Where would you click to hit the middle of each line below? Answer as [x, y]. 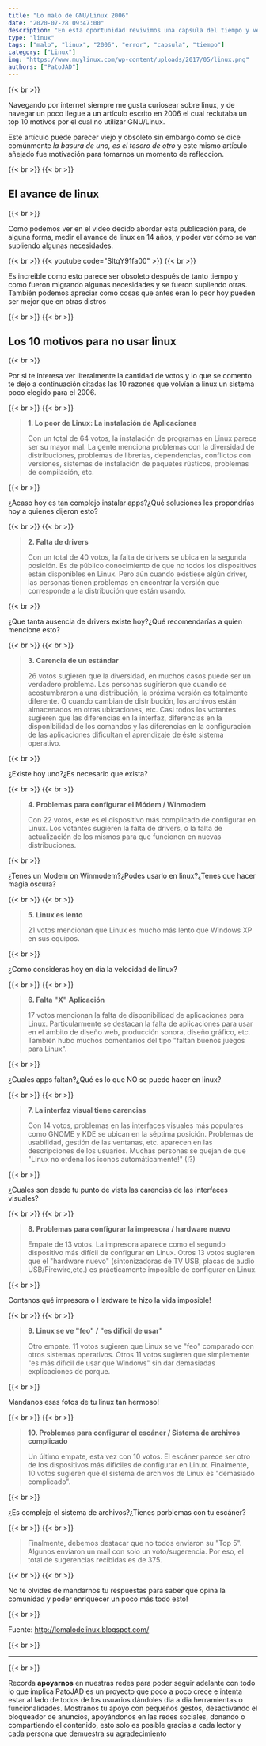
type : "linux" [32, 38]
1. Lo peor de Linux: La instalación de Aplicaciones [112, 423]
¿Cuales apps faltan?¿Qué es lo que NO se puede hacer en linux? [115, 1080]
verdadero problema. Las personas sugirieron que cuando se [127, 685]
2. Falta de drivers [58, 542]
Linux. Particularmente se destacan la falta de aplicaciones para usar [140, 1024]
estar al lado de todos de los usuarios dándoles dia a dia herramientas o [125, 1700]
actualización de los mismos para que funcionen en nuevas [124, 837]
